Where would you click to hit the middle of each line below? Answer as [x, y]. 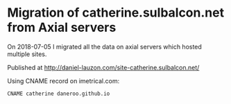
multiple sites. [27, 54]
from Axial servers [62, 27]
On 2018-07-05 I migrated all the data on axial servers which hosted [105, 46]
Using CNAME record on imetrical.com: [63, 80]
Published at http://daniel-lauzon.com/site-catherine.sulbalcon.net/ [103, 67]
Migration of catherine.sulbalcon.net [115, 13]
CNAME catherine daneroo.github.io [59, 94]
